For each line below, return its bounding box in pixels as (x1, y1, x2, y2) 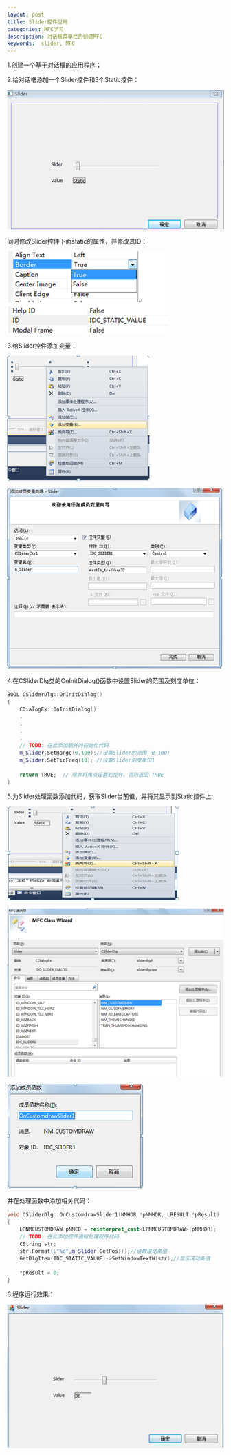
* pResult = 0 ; (19, 1269, 60, 1276)
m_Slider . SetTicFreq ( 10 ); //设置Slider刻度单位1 (19, 757, 155, 764)
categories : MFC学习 (7, 26, 64, 32)
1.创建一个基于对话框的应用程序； (7, 61, 102, 69)
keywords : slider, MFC (7, 40, 76, 48)
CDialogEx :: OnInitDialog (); (19, 706, 100, 713)
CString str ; (19, 1240, 57, 1247)
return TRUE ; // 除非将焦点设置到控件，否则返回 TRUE (19, 771, 164, 778)
